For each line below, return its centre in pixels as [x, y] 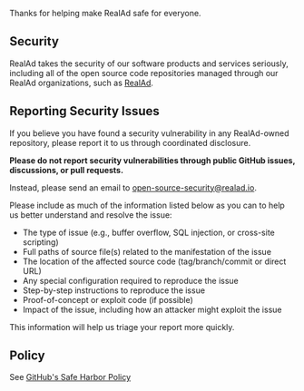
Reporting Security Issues [85, 111]
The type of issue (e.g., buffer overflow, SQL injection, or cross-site [148, 232]
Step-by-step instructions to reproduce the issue [114, 290]
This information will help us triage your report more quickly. [122, 327]
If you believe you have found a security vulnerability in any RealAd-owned [149, 133]
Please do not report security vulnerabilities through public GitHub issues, [152, 160]
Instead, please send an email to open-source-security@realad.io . [133, 187]
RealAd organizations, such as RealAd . [82, 83]
